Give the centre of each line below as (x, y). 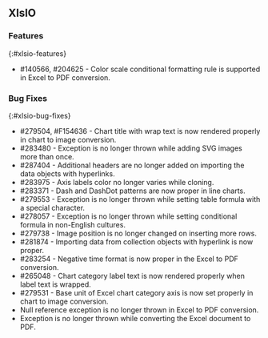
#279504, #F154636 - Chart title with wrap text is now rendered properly (140, 131)
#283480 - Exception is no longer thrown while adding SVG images (131, 148)
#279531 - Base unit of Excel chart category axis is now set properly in (136, 292)
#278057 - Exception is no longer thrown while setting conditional (128, 216)
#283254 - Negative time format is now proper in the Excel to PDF (129, 259)
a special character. (52, 207)
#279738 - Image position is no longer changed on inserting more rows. (138, 233)
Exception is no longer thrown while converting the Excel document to (135, 318)
